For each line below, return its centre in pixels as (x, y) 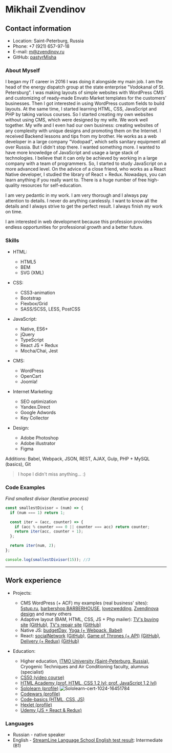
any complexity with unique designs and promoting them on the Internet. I (83, 131)
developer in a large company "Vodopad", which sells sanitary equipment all (86, 142)
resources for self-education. (52, 186)
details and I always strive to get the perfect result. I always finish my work (84, 206)
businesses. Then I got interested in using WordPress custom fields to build (85, 103)
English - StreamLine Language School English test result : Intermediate (88, 740)
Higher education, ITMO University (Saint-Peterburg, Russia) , (85, 661)
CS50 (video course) (42, 677)
